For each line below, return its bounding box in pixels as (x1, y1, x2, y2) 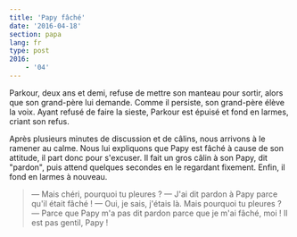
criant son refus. (9, 115, 70, 126)
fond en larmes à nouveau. (9, 171, 108, 182)
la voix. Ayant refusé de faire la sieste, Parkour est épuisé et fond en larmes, (9, 106, 289, 117)
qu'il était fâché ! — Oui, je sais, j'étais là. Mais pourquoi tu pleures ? (30, 198, 283, 208)
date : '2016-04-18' (9, 21, 82, 30)
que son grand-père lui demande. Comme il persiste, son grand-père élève (9, 97, 285, 107)
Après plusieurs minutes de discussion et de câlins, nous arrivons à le (9, 133, 266, 144)
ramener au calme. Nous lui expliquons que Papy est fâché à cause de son (9, 142, 284, 153)
